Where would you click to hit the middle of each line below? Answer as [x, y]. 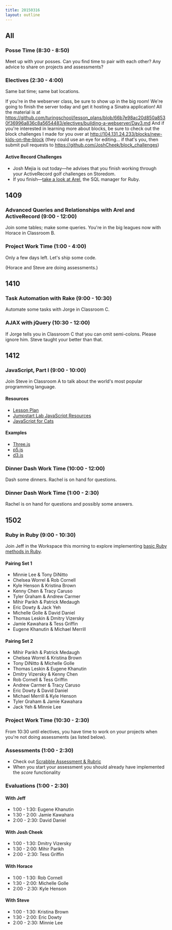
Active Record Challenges [34, 157]
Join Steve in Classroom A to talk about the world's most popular [74, 381]
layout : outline [23, 15]
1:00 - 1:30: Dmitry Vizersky [42, 844]
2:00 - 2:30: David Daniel [40, 821]
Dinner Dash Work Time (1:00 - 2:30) [52, 493]
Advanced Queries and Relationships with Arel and [70, 210]
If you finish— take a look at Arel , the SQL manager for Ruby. [76, 179]
